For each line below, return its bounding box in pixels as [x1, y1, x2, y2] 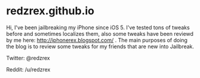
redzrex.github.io [6, 4, 94, 18]
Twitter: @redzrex [6, 54, 50, 61]
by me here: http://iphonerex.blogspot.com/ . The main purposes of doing [6, 36, 188, 43]
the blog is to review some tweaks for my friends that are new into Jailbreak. [6, 43, 195, 50]
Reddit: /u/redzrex [6, 65, 51, 73]
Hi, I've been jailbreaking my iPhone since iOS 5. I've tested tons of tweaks [6, 24, 190, 31]
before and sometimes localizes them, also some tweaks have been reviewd [6, 30, 194, 37]
